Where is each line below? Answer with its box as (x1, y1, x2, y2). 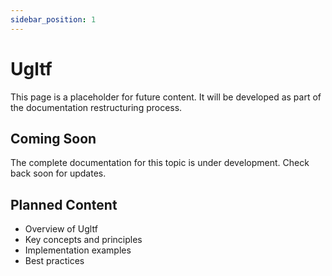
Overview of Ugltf (24, 223, 98, 235)
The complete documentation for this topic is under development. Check (10, 157, 310, 169)
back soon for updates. (10, 167, 107, 180)
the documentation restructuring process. (10, 101, 183, 113)
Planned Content (10, 196, 118, 213)
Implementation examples (24, 244, 132, 256)
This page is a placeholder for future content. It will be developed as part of (10, 91, 322, 103)
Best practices (24, 255, 85, 267)
